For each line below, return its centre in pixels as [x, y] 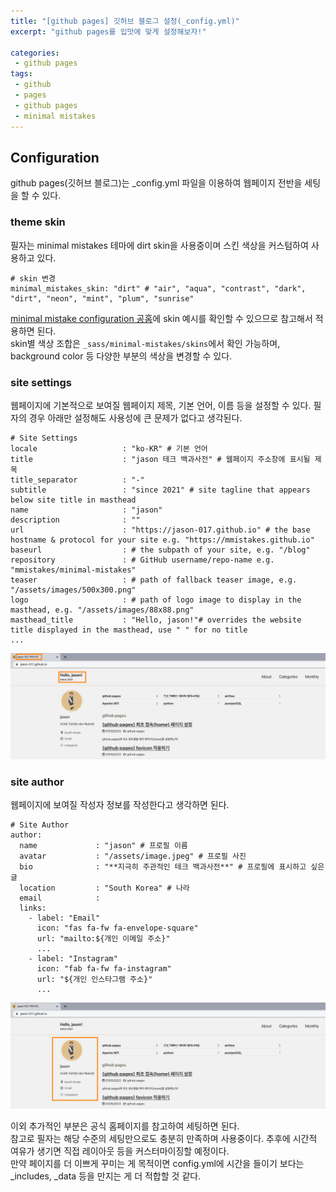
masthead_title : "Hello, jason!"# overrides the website [156, 620]
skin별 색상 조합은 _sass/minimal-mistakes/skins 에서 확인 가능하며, [145, 343]
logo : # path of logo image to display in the [156, 600]
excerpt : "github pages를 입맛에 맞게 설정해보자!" [108, 31]
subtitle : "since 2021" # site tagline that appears [160, 490]
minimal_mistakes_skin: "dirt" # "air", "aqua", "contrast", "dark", [158, 288]
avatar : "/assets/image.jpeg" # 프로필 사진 [133, 856]
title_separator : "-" [77, 480]
